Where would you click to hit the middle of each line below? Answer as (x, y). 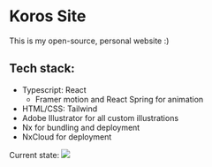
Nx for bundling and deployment (81, 127)
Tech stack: (42, 68)
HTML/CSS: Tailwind (60, 109)
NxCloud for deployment (67, 137)
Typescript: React (54, 89)
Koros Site (48, 16)
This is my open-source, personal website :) (89, 41)
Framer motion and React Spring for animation (119, 99)
